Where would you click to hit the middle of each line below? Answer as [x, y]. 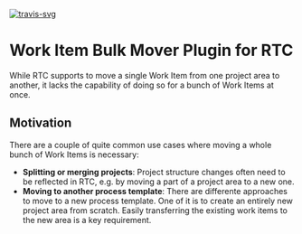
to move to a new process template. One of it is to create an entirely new [158, 201]
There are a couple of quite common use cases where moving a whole [141, 145]
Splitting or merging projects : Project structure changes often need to [154, 172]
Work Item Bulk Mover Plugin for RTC [151, 51]
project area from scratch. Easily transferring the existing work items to [155, 210]
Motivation [41, 123]
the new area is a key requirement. [87, 220]
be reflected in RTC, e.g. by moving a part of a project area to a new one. [159, 182]
